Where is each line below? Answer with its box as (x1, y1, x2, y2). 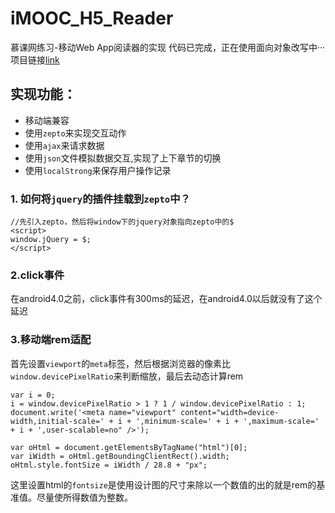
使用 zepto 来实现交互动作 (24, 127, 127, 139)
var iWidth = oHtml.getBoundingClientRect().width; (10, 451, 230, 461)
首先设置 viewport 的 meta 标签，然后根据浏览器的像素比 (10, 357, 231, 369)
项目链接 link (10, 53, 60, 66)
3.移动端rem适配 (10, 333, 92, 347)
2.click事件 (10, 268, 65, 282)
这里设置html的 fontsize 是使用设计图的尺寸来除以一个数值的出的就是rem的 (10, 478, 317, 491)
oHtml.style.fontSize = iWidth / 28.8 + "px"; (10, 460, 208, 470)
